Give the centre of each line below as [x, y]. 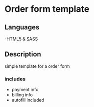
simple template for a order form [37, 66]
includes [15, 79]
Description [23, 54]
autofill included [28, 100]
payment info [25, 90]
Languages [22, 27]
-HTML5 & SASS [21, 39]
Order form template [47, 9]
